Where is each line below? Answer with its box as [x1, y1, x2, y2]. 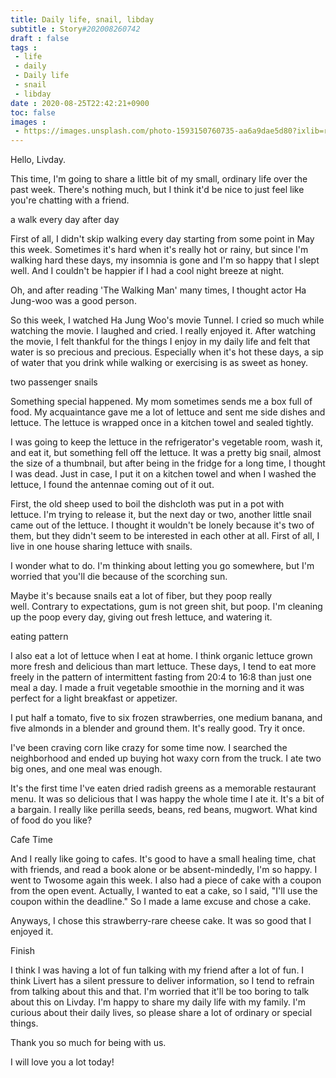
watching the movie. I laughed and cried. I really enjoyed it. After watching [10, 325, 317, 337]
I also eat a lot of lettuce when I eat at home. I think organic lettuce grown [10, 650, 313, 662]
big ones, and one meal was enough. [10, 763, 163, 775]
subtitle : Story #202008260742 [10, 24, 141, 34]
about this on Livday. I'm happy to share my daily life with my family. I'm [10, 996, 307, 1008]
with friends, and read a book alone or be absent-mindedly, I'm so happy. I [10, 864, 318, 876]
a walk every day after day [10, 214, 120, 226]
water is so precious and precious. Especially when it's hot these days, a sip [10, 346, 324, 358]
